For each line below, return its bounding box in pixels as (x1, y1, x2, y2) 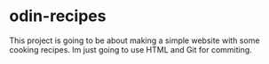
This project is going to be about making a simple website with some (9, 35, 260, 46)
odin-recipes (9, 6, 107, 26)
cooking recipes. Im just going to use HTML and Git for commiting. (9, 44, 253, 54)
